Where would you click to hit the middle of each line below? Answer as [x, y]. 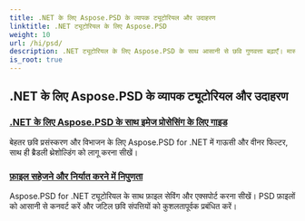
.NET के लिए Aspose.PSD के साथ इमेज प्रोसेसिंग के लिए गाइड [119, 122]
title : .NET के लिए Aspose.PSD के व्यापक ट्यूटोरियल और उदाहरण [113, 18]
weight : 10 [30, 34]
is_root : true [36, 60]
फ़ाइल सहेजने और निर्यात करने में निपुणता [76, 176]
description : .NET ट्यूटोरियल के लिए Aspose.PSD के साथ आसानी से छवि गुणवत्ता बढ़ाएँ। [146, 52]
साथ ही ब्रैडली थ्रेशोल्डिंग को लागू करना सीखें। [74, 152]
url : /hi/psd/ [36, 43]
